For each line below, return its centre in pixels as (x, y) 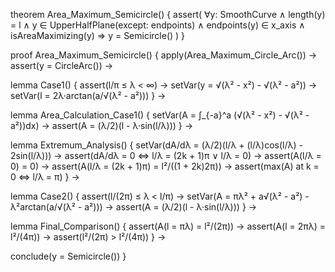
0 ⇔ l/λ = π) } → (45, 177)
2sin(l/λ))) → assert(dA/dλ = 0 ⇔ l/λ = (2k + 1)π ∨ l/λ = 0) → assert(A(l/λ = (166, 155)
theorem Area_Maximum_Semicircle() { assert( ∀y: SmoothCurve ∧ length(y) (168, 14)
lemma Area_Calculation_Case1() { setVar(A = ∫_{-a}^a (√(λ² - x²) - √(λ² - (160, 115)
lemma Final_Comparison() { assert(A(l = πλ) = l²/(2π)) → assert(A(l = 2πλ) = (168, 226)
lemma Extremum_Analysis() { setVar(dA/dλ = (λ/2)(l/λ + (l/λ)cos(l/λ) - (156, 145)
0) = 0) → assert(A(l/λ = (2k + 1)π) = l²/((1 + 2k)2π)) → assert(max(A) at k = (165, 166)
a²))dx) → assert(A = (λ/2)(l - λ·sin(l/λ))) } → (102, 125)
